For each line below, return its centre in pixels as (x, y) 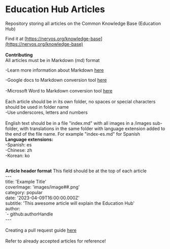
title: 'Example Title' (26, 181)
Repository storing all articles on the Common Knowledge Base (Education (83, 23)
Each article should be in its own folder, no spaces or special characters (80, 101)
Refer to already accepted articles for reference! (56, 241)
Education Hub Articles (55, 9)
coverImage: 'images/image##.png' (43, 187)
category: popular (24, 192)
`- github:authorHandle (29, 214)
